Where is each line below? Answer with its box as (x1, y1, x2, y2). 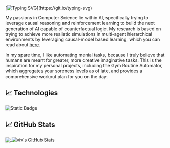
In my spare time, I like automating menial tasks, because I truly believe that (5, 52, 165, 58)
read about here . (5, 42, 41, 48)
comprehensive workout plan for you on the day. (5, 73, 108, 79)
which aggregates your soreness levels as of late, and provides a (5, 68, 142, 74)
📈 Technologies (5, 89, 58, 97)
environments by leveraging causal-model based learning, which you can (5, 36, 160, 42)
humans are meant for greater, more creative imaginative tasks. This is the (5, 57, 162, 63)
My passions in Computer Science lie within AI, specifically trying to (5, 15, 148, 20)
